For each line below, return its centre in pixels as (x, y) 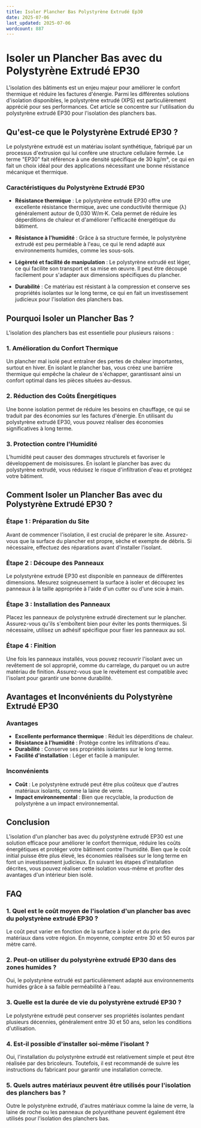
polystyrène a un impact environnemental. (67, 803)
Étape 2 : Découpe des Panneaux (55, 563)
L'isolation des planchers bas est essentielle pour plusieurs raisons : (90, 333)
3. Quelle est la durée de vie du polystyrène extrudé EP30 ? (94, 1002)
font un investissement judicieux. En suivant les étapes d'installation (90, 862)
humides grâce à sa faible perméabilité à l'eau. (64, 987)
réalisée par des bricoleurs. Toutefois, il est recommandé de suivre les (93, 1063)
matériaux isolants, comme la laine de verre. (69, 790)
